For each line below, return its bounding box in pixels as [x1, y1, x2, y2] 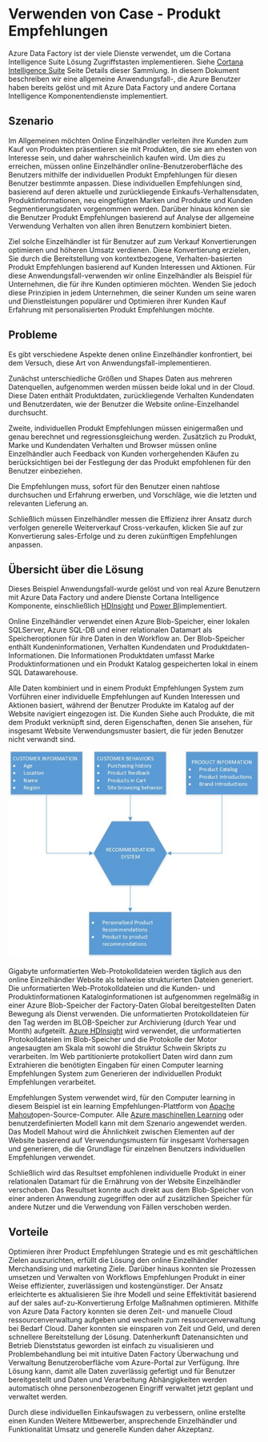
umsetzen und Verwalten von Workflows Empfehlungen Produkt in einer [8, 1272, 246, 1281]
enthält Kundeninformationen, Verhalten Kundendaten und [8, 642, 201, 652]
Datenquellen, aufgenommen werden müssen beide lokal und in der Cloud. [8, 382, 255, 392]
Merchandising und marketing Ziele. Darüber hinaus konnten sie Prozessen [8, 1264, 256, 1273]
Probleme [8, 328, 58, 342]
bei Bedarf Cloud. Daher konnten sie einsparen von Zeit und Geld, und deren [8, 1323, 262, 1333]
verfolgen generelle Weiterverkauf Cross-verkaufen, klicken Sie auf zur [8, 523, 244, 532]
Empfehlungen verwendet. [8, 1152, 96, 1162]
